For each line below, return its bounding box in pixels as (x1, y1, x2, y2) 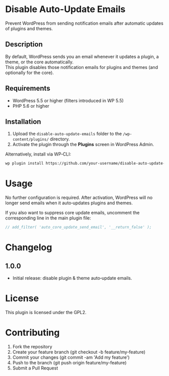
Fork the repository (12, 343, 53, 349)
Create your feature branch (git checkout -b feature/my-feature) (12, 349, 146, 355)
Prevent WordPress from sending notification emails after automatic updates (5, 20, 163, 26)
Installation (5, 117, 41, 126)
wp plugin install (5, 161, 44, 166)
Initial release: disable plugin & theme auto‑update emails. (12, 275, 132, 281)
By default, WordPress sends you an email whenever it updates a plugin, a (5, 53, 159, 59)
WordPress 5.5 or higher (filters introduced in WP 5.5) (12, 97, 124, 104)
